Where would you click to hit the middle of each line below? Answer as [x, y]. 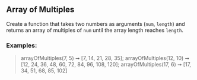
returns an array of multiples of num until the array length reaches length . [95, 30]
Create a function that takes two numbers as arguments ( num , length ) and [96, 24]
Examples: [22, 45]
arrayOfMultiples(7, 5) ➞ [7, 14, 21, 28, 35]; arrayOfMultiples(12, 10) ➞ [105, 58]
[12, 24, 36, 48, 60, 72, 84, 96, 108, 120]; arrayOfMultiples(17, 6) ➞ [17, [106, 65]
